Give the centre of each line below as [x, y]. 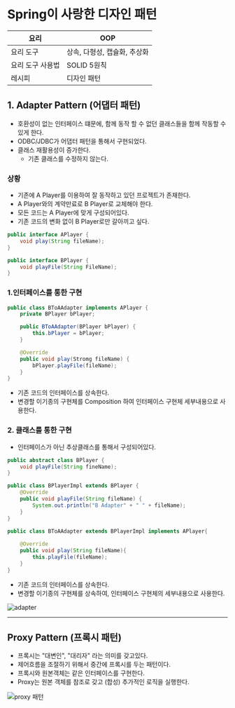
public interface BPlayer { [48, 260]
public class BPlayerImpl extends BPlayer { [73, 486]
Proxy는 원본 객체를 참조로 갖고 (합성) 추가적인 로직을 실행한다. [104, 682]
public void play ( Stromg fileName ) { [75, 359]
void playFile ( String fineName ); [69, 467]
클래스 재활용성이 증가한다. [54, 150]
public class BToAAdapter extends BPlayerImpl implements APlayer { [108, 531]
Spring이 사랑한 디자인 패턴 [82, 14]
